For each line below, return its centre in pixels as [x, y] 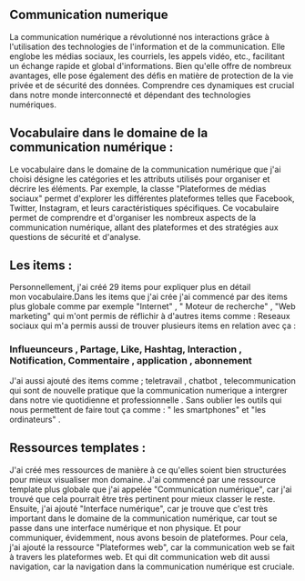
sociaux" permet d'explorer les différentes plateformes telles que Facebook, [152, 198]
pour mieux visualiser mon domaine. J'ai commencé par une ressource [142, 479]
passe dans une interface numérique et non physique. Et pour [125, 527]
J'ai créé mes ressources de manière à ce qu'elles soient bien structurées [148, 470]
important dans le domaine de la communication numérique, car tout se [143, 518]
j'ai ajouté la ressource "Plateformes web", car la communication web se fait [152, 547]
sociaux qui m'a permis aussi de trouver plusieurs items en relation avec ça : [153, 326]
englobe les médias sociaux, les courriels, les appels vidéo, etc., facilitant [147, 56]
